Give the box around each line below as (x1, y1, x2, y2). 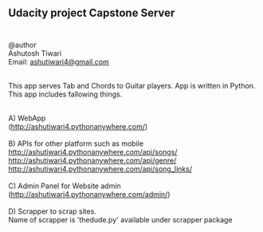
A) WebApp (8, 113, 46, 123)
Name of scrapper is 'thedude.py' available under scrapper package (8, 214, 233, 224)
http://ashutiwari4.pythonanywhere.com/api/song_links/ (8, 163, 193, 174)
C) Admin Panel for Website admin (8, 181, 121, 191)
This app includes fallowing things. (8, 89, 123, 99)
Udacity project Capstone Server (8, 6, 175, 20)
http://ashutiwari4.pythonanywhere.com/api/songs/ (8, 147, 178, 156)
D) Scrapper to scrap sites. (8, 206, 97, 216)
